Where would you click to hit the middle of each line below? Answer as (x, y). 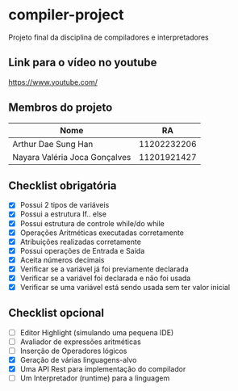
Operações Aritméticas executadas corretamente (102, 233)
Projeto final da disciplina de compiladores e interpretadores (109, 37)
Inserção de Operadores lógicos (73, 351)
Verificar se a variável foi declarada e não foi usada (105, 278)
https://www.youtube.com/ (53, 82)
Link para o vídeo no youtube (83, 63)
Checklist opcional (56, 313)
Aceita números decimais (62, 259)
